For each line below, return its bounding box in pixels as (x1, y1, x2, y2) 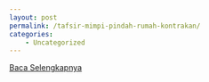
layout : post (9, 12, 58, 22)
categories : (9, 29, 53, 38)
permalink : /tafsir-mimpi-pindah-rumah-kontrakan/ (9, 21, 201, 30)
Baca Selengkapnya (9, 62, 83, 73)
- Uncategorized (25, 37, 86, 47)
